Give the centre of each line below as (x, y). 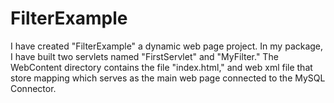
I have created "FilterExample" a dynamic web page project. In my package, (167, 46)
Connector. (33, 88)
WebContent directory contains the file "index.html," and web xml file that (161, 67)
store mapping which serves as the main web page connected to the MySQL (168, 78)
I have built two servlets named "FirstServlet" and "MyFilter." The (144, 56)
